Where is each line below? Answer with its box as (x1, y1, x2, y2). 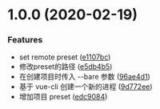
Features (7, 34, 43, 46)
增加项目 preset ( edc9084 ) (18, 92, 108, 102)
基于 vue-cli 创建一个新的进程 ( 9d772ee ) (18, 82, 153, 91)
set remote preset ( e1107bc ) (18, 52, 111, 62)
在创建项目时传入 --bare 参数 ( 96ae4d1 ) (18, 72, 151, 82)
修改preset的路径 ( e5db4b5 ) (18, 62, 113, 71)
